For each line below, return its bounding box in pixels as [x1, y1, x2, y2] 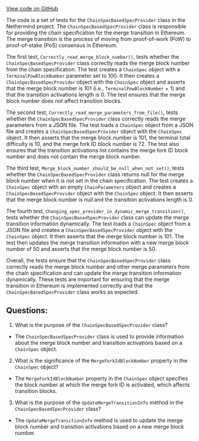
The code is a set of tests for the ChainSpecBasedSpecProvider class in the [6, 17, 186, 23]
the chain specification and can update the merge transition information [6, 269, 182, 277]
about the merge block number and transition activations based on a [14, 339, 182, 346]
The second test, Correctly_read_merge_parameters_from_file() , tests [6, 109, 178, 116]
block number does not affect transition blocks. [6, 97, 122, 104]
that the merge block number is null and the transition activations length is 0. [6, 196, 194, 203]
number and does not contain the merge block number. [6, 153, 141, 160]
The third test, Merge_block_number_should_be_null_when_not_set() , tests [6, 164, 185, 172]
